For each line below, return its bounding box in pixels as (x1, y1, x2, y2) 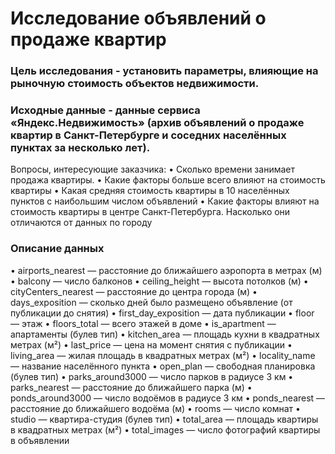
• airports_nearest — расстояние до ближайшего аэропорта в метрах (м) (10, 264, 323, 276)
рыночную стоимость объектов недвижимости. (10, 77, 260, 91)
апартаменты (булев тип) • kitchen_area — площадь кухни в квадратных (10, 328, 320, 340)
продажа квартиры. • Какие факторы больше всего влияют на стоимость (10, 174, 326, 186)
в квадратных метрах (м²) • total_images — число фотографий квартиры (10, 423, 321, 436)
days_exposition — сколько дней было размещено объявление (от (10, 296, 293, 308)
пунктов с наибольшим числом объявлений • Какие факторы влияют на (10, 195, 320, 207)
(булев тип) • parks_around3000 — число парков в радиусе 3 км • (10, 370, 294, 382)
